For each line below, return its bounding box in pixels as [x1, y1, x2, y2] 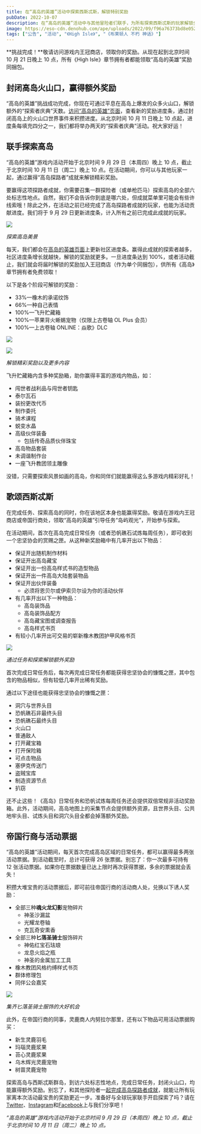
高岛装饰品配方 [23, 609, 61, 616]
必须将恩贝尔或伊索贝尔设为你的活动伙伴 [23, 587, 124, 594]
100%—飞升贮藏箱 [14, 309, 61, 316]
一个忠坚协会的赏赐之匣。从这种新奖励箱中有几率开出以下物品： [6, 536, 163, 544]
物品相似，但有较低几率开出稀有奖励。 [16, 676, 111, 684]
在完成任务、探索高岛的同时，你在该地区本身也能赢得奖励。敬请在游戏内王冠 [6, 509, 195, 516]
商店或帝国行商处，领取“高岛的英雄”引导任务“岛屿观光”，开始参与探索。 [6, 516, 184, 523]
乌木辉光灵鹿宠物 [14, 1058, 57, 1066]
